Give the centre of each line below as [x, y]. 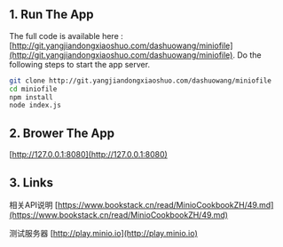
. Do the [247, 55]
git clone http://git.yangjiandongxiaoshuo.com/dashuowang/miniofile [141, 80]
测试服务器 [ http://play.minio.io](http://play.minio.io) [103, 233]
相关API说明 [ [34, 204]
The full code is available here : [67, 36]
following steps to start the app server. [80, 64]
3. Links [31, 183]
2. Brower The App [62, 133]
